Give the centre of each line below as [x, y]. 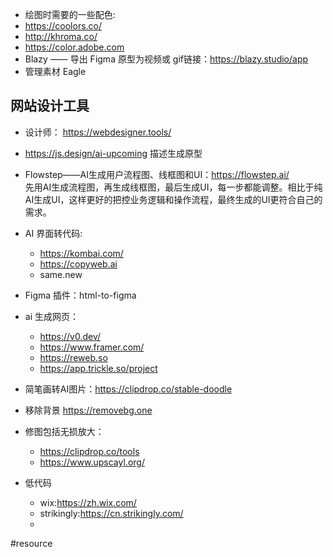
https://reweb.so [73, 357]
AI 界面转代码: [53, 233]
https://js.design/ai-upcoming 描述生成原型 [113, 153]
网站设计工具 [50, 106]
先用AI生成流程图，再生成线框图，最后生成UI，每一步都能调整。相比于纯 [173, 187]
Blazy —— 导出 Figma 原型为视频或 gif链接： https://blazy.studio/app [166, 59]
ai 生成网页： [51, 316]
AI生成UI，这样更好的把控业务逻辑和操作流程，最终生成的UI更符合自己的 [173, 199]
